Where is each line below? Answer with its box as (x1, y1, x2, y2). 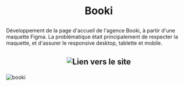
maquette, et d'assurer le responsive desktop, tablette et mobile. (6, 39, 163, 47)
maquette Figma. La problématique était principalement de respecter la (6, 34, 178, 41)
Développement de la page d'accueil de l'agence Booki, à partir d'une (6, 27, 175, 34)
